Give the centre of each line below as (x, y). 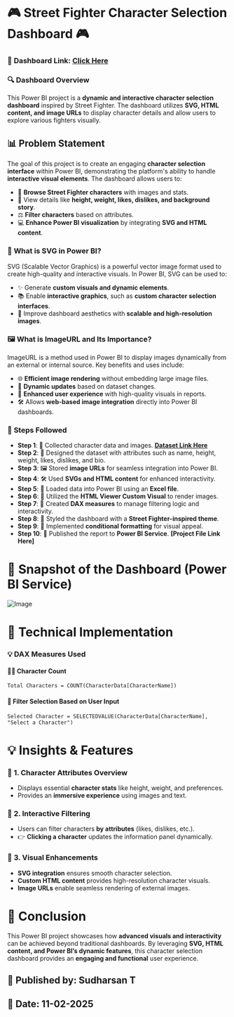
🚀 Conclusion (47, 916)
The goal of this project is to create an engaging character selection (106, 164)
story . (26, 207)
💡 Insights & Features (70, 750)
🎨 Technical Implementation (90, 632)
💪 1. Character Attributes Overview (68, 772)
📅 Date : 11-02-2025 (50, 1004)
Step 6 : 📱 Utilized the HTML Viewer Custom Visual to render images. (118, 496)
